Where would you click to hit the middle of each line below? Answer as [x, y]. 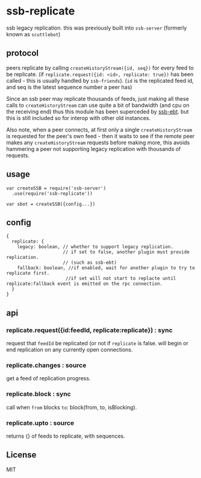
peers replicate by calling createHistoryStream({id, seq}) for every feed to [100, 68]
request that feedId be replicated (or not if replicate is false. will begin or [97, 343]
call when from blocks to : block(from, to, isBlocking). [72, 407]
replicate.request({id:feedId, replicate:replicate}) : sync [89, 330]
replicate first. [28, 273]
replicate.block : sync [39, 394]
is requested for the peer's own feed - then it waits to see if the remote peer [100, 136]
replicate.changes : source [46, 365]
